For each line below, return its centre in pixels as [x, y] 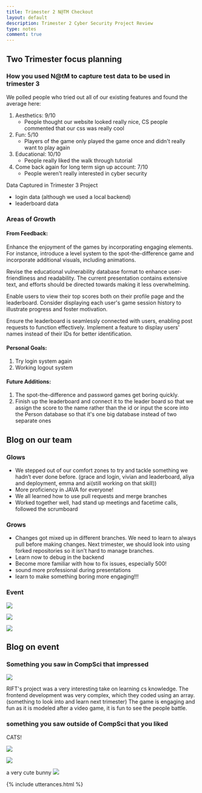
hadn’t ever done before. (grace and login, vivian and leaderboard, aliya [105, 477]
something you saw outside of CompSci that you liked [87, 724]
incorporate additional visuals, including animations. [71, 260]
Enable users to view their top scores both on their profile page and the [95, 296]
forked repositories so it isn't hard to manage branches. [85, 551]
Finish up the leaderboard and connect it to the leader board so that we [104, 402]
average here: [24, 103]
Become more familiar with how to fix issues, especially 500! [91, 564]
